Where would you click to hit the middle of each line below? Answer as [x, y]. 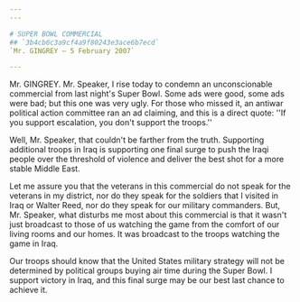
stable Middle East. [45, 169]
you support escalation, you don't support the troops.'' [111, 123]
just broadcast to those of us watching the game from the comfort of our [145, 224]
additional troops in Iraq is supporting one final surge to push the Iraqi [139, 150]
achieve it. [28, 290]
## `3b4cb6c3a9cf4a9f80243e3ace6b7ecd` [84, 42]
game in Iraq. [34, 243]
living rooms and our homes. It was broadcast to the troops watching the [145, 234]
